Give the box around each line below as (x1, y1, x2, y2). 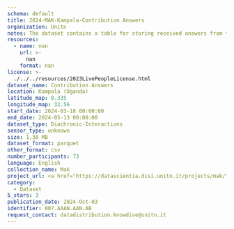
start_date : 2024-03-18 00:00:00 (7, 108, 104, 114)
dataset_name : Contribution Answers (7, 82, 114, 89)
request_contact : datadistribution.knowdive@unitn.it (7, 212, 167, 219)
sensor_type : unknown (7, 127, 70, 134)
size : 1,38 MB (7, 133, 49, 140)
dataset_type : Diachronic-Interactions (7, 120, 123, 128)
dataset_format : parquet (7, 140, 79, 147)
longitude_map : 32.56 (7, 101, 70, 108)
